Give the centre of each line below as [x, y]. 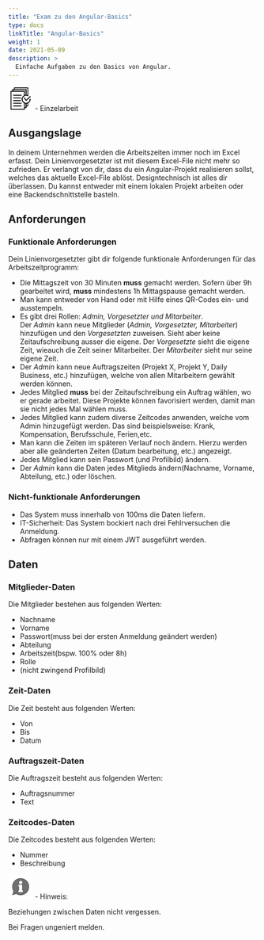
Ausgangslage [45, 134]
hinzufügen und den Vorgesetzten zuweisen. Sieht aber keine [120, 334]
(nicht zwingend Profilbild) [63, 671]
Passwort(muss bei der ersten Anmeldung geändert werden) [118, 636]
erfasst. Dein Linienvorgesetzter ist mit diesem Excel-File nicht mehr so [124, 160]
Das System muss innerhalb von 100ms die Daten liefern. [112, 514]
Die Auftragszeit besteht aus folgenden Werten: [86, 778]
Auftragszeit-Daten [46, 761]
